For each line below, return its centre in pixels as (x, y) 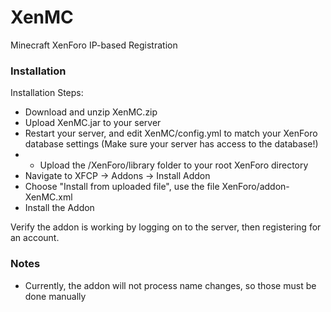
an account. (35, 238)
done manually (55, 296)
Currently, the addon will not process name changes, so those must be (170, 285)
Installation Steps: (47, 93)
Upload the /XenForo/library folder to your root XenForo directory (174, 165)
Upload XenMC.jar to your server (93, 123)
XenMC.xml (48, 197)
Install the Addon (59, 208)
